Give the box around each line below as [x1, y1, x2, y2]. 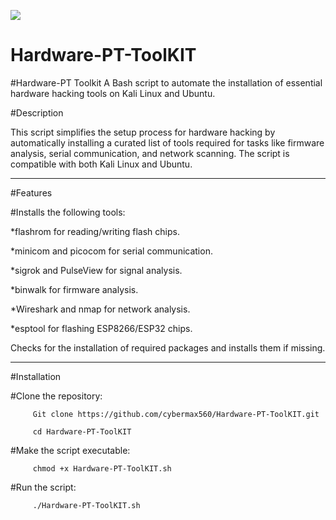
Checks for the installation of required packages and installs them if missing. [10, 341, 326, 354]
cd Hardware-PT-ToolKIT [32, 426, 132, 437]
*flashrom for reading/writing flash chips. [10, 225, 180, 237]
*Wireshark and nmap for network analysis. [10, 303, 191, 315]
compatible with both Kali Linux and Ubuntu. [10, 158, 193, 170]
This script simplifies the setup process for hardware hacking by [10, 126, 276, 138]
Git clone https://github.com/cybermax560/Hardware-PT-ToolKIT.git [32, 409, 320, 419]
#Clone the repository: [10, 390, 103, 402]
